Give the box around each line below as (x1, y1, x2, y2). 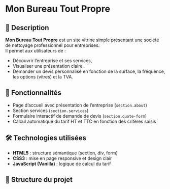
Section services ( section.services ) (12, 107, 89, 114)
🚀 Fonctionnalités (5, 89, 62, 97)
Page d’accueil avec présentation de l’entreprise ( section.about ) (12, 102, 147, 108)
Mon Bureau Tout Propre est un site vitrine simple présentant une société (5, 37, 159, 43)
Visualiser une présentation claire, (12, 63, 84, 69)
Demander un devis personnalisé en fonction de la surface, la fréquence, (12, 68, 165, 74)
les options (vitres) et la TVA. (12, 74, 74, 79)
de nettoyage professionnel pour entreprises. (5, 42, 100, 48)
